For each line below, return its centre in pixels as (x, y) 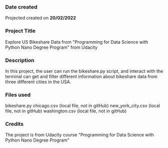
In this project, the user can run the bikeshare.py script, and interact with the (84, 71)
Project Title (21, 31)
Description (20, 60)
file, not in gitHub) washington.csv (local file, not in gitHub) (66, 111)
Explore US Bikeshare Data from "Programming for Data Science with (77, 42)
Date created (21, 7)
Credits (14, 124)
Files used (18, 95)
